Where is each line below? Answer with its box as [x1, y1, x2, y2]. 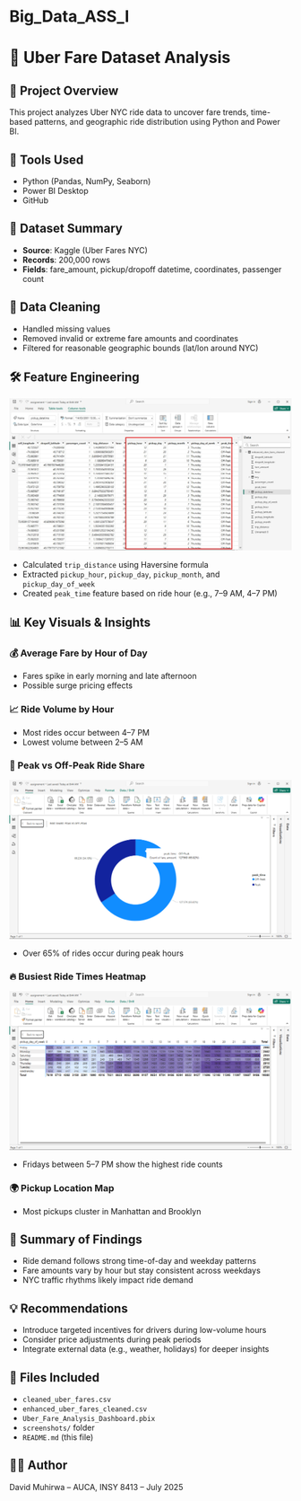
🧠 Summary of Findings [9, 1232, 142, 1247]
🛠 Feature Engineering [9, 370, 141, 385]
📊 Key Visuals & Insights [9, 615, 151, 631]
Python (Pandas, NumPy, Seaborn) [21, 176, 151, 186]
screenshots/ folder [21, 1422, 96, 1433]
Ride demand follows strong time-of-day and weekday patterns [21, 1256, 257, 1267]
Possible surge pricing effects [21, 680, 133, 691]
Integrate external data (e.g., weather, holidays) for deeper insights [21, 1344, 270, 1355]
